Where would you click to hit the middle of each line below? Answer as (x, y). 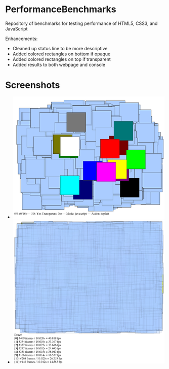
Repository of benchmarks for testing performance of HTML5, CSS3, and (81, 23)
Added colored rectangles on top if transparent (62, 59)
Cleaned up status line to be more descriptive (60, 48)
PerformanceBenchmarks (61, 9)
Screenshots (33, 85)
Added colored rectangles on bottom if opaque (61, 54)
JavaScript (16, 28)
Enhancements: (22, 39)
